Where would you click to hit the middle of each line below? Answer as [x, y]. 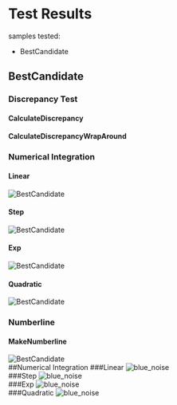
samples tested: [35, 36]
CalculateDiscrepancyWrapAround [68, 136]
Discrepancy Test [43, 99]
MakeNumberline [38, 341]
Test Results [50, 14]
